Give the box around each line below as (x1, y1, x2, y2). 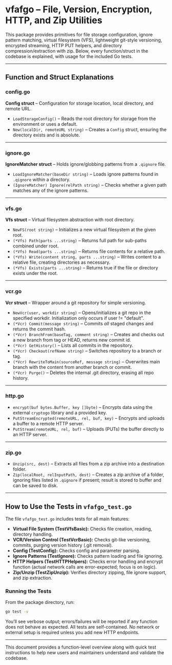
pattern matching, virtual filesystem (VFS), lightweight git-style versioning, (5, 37, 162, 43)
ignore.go (5, 149, 30, 157)
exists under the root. (12, 270, 58, 277)
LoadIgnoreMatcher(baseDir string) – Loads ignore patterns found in (12, 171, 159, 177)
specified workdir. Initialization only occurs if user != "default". (12, 315, 144, 321)
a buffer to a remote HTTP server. (12, 420, 84, 426)
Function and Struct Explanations (5, 73, 114, 82)
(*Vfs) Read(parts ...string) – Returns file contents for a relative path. (12, 248, 165, 255)
